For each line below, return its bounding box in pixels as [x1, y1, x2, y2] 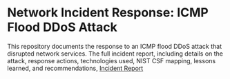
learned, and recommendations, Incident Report [7, 64, 144, 72]
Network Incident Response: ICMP [7, 5, 209, 21]
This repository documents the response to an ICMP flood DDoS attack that [7, 42, 222, 50]
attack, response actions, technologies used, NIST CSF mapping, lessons [7, 56, 216, 65]
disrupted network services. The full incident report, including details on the [7, 49, 223, 58]
